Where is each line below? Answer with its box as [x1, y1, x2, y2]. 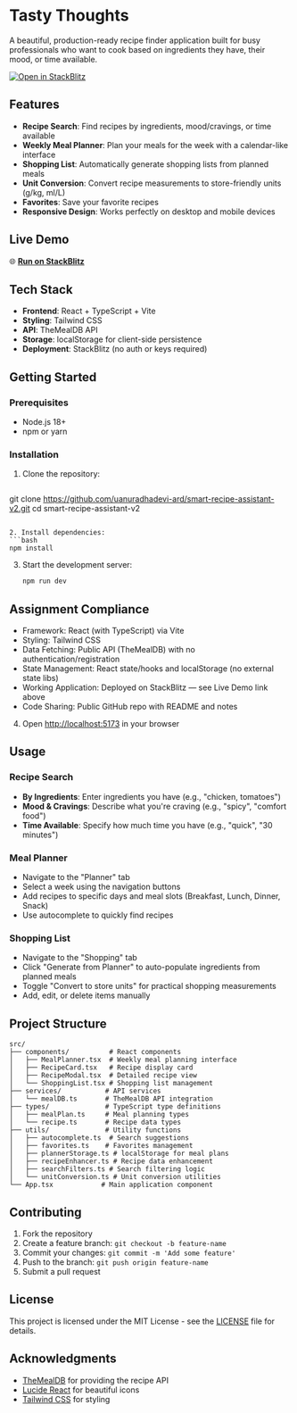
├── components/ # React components [9, 1048, 181, 1057]
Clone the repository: [21, 469, 101, 479]
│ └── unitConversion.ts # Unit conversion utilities [9, 1173, 221, 1182]
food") [21, 810, 46, 821]
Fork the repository [21, 1228, 94, 1239]
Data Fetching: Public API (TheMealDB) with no [21, 644, 196, 655]
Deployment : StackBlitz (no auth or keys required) [21, 344, 208, 354]
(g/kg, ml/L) [21, 187, 66, 197]
